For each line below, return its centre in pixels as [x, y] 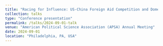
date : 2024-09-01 [23, 32]
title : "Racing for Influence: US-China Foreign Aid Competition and [77, 9]
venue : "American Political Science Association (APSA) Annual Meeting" [80, 27]
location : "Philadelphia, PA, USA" [41, 36]
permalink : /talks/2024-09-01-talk [41, 23]
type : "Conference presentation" [39, 18]
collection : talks [24, 14]
